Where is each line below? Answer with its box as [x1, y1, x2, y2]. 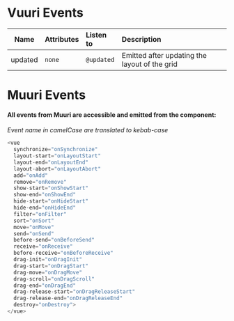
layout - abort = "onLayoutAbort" [13, 165, 101, 172]
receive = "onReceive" [13, 243, 73, 250]
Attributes [45, 34, 79, 44]
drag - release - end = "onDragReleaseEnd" [13, 295, 123, 302]
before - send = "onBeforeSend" [13, 237, 95, 244]
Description [121, 34, 162, 44]
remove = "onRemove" [13, 178, 68, 185]
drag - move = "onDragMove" [13, 269, 82, 276]
